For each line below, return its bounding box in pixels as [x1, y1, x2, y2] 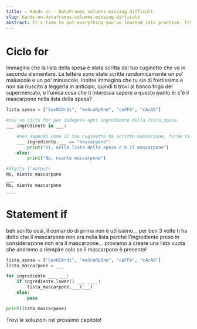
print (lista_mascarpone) [6, 305, 67, 311]
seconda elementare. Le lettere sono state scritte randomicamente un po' [6, 70, 184, 78]
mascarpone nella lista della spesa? [6, 95, 92, 103]
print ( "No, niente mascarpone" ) [27, 155, 107, 162]
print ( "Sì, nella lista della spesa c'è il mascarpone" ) [27, 145, 169, 150]
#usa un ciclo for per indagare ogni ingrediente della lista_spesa [6, 117, 177, 123]
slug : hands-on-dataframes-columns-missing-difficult [6, 14, 141, 20]
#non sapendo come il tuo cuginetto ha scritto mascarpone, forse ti [16, 133, 191, 139]
